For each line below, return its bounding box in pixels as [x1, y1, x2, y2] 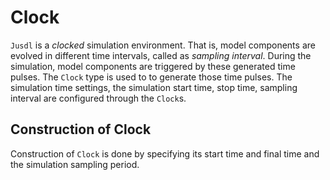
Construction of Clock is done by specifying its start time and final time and [10, 147, 320, 160]
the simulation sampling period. [10, 158, 140, 170]
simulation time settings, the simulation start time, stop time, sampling [10, 81, 298, 93]
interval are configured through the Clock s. [10, 92, 187, 104]
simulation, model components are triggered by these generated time [10, 60, 296, 72]
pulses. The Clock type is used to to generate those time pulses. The [10, 71, 293, 83]
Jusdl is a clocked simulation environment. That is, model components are [10, 39, 316, 51]
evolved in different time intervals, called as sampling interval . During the [10, 49, 312, 61]
